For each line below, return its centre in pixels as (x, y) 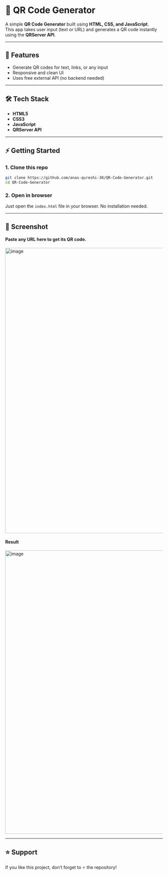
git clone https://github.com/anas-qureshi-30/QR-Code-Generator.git (79, 178)
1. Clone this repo (27, 167)
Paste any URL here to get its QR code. (46, 240)
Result (12, 542)
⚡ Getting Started (32, 151)
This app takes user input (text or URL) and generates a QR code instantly (81, 29)
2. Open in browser (29, 195)
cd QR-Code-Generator (28, 182)
